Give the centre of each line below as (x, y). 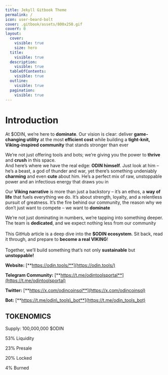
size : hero (26, 48)
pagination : (23, 90)
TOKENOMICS (28, 316)
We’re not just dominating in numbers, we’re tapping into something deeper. (84, 218)
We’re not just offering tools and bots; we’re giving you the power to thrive (83, 155)
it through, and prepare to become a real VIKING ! (57, 239)
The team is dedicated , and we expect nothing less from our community (81, 223)
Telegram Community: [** (33, 275)
